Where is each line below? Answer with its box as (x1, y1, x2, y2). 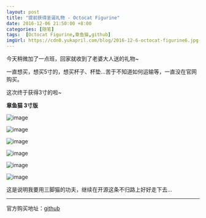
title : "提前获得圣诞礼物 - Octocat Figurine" (6, 15, 120, 21)
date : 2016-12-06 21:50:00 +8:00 (6, 20, 92, 26)
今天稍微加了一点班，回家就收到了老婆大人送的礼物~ (6, 55, 139, 62)
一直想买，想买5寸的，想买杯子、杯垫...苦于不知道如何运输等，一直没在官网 (6, 68, 197, 75)
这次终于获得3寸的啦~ (6, 89, 62, 96)
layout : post (6, 9, 40, 15)
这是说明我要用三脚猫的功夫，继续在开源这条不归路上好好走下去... (6, 186, 173, 193)
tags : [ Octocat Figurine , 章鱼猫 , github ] (6, 32, 112, 38)
